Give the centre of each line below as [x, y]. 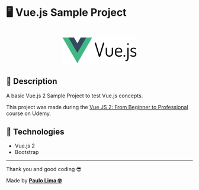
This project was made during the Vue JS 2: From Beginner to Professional [97, 107]
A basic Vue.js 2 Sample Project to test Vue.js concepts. [75, 96]
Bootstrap [27, 152]
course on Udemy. [29, 113]
